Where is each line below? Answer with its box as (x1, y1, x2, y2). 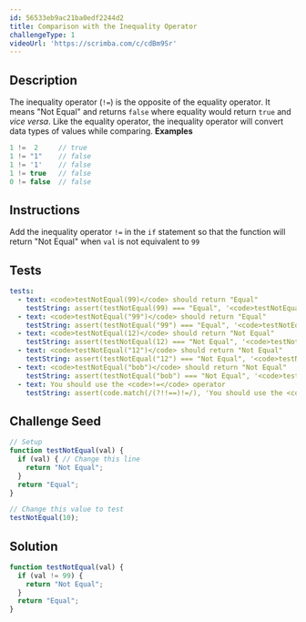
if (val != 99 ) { (17, 571, 84, 580)
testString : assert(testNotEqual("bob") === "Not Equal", (25, 371, 250, 381)
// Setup (9, 438, 43, 447)
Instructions (9, 202, 80, 218)
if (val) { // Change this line (17, 454, 141, 464)
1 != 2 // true (9, 143, 88, 153)
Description (9, 72, 77, 87)
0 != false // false (9, 177, 92, 187)
